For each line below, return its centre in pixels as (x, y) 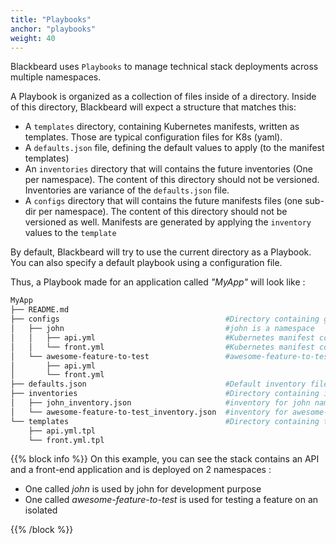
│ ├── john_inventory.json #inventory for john (160, 403)
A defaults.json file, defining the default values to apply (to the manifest (174, 148)
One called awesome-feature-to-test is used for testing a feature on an (171, 500)
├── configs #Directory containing (165, 319)
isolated (41, 510)
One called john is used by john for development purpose (143, 489)
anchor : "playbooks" (53, 29)
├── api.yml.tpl (62, 431)
